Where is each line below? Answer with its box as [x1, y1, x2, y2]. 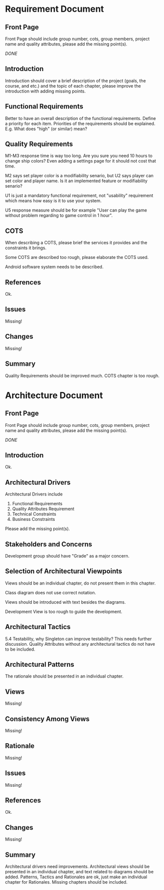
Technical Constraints [12, 511, 56, 517]
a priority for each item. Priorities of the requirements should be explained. [5, 120, 156, 126]
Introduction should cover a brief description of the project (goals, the [5, 77, 146, 84]
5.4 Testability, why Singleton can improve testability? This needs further [5, 635, 152, 642]
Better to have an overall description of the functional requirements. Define [5, 115, 156, 121]
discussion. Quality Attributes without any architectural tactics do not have [5, 641, 155, 647]
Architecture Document [5, 390, 103, 401]
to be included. [5, 646, 36, 652]
